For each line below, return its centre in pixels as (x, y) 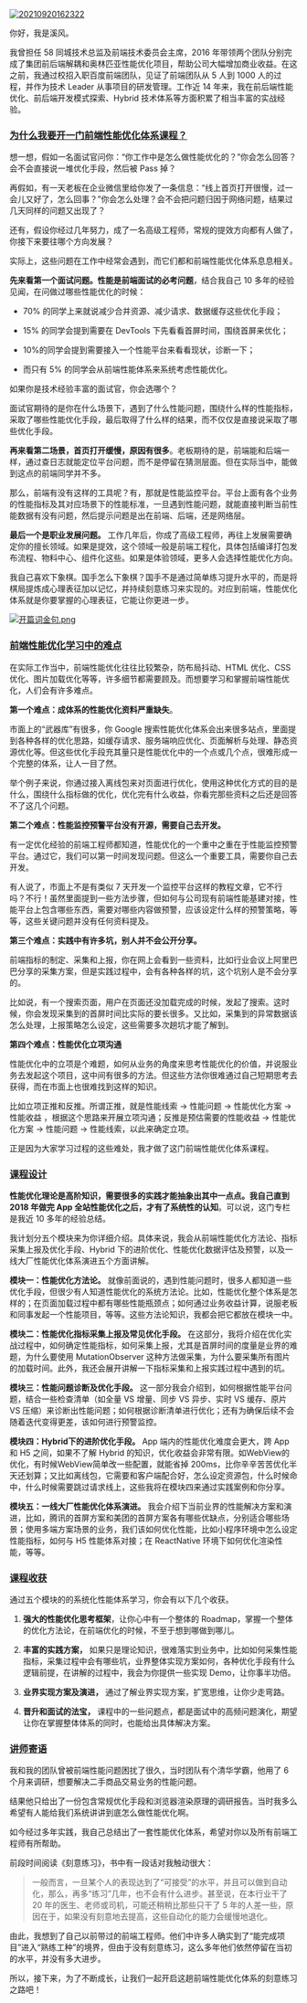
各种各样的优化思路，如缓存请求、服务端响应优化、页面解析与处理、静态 (153, 740)
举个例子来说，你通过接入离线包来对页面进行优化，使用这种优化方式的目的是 (153, 782)
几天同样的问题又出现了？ (58, 211)
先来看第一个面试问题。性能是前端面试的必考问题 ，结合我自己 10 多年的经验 (152, 281)
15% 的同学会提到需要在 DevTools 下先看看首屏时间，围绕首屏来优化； (156, 331)
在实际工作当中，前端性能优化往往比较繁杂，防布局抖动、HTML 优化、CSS (150, 667)
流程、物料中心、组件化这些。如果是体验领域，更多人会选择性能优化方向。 (157, 558)
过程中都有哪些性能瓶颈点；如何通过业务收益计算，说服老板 (185, 1303)
